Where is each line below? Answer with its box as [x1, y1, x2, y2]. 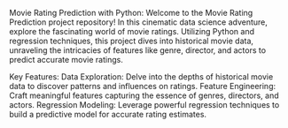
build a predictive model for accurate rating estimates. [9, 109, 206, 119]
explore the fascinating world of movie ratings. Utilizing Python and [9, 26, 255, 36]
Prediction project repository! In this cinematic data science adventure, [9, 17, 269, 27]
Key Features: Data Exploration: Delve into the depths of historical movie [9, 72, 274, 82]
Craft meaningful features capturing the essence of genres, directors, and [9, 90, 279, 101]
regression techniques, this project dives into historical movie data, [9, 35, 254, 46]
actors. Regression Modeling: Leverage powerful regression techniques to [9, 100, 280, 109]
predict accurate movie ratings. [9, 55, 124, 64]
